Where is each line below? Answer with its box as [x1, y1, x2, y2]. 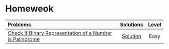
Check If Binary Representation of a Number [8, 29, 112, 36]
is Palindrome [8, 35, 40, 42]
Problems [8, 21, 31, 28]
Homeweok [5, 3, 54, 14]
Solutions [120, 21, 143, 28]
